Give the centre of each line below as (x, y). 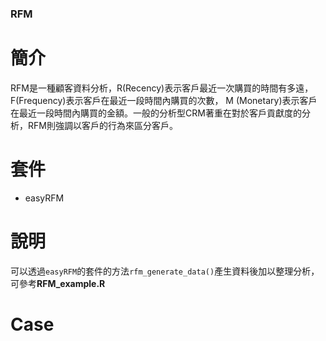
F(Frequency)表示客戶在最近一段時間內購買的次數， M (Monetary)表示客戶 (164, 100)
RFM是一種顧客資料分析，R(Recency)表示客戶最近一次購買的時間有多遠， (162, 88)
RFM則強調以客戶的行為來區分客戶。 (102, 125)
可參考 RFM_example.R (58, 283)
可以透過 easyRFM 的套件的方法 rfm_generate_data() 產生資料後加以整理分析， (165, 271)
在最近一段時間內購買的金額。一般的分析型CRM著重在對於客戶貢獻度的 (156, 113)
